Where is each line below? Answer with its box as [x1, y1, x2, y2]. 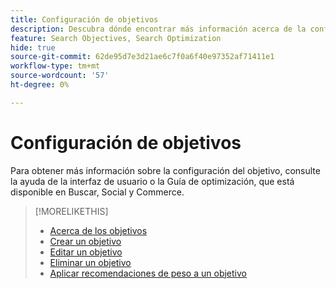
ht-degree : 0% [10, 80, 70, 90]
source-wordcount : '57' [10, 71, 110, 81]
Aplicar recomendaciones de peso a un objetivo [49, 267, 247, 279]
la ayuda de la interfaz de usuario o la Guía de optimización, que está [10, 175, 295, 187]
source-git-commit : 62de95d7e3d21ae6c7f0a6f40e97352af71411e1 [10, 52, 275, 62]
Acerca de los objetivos [49, 224, 148, 236]
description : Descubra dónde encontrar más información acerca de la [10, 24, 307, 34]
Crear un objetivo [49, 235, 122, 247]
